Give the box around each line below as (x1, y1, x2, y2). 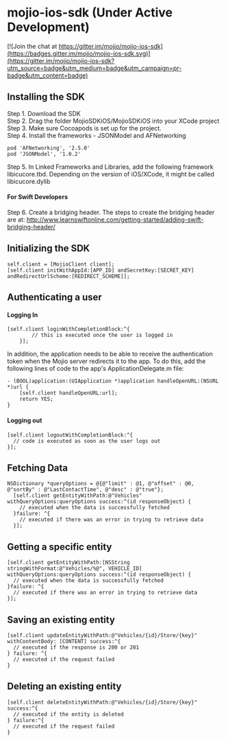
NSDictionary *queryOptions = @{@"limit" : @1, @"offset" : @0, (7, 480, 194, 487)
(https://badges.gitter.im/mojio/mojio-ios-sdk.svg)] (7, 49, 151, 58)
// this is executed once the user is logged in (32, 332, 173, 339)
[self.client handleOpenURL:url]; (19, 390, 118, 397)
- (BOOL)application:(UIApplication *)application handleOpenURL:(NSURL (7, 378, 219, 385)
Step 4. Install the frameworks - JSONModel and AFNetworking (7, 131, 186, 139)
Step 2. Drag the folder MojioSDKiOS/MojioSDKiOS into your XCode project (7, 117, 220, 125)
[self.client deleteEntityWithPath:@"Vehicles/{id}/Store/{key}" (7, 699, 197, 706)
